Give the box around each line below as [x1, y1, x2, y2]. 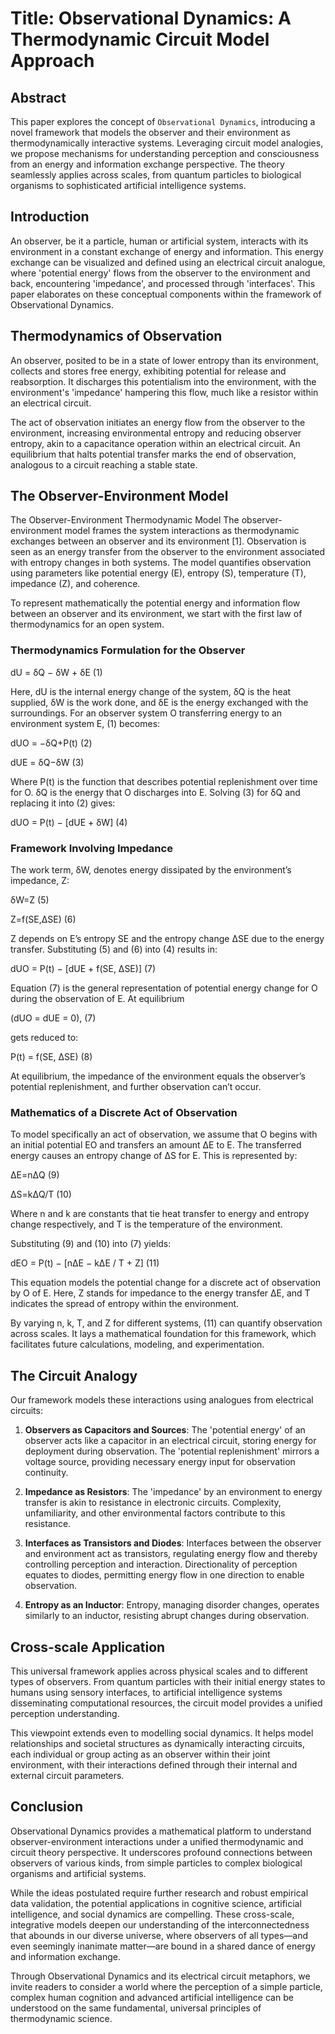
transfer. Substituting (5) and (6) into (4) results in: [10, 943, 218, 956]
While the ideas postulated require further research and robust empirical [10, 1887, 309, 1899]
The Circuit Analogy [10, 1367, 138, 1384]
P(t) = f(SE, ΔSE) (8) [10, 1051, 93, 1063]
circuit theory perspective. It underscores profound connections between [10, 1846, 313, 1858]
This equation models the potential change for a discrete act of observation [10, 1277, 322, 1289]
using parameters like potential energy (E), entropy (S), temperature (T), [10, 567, 307, 579]
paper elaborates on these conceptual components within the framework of [10, 288, 322, 300]
